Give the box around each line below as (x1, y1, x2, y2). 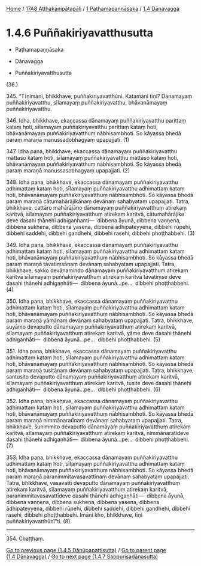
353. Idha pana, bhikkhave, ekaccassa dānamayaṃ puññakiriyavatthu (6, 454, 178, 461)
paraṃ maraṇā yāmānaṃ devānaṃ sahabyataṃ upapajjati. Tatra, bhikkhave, (6, 317, 194, 324)
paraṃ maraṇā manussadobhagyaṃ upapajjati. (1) (6, 136, 130, 143)
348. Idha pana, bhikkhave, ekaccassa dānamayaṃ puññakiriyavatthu (6, 178, 178, 186)
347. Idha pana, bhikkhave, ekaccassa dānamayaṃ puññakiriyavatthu (6, 147, 178, 155)
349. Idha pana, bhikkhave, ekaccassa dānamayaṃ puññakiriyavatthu (6, 241, 178, 248)
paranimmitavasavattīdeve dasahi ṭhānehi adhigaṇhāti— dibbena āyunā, (6, 492, 185, 499)
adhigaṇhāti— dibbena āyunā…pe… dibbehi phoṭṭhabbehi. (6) (6, 386, 161, 393)
